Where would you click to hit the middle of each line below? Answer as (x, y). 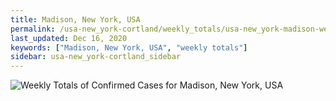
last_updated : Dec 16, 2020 (69, 38)
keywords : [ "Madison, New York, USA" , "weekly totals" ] (129, 47)
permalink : (33, 29)
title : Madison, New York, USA (75, 19)
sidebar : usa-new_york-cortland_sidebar (96, 57)
